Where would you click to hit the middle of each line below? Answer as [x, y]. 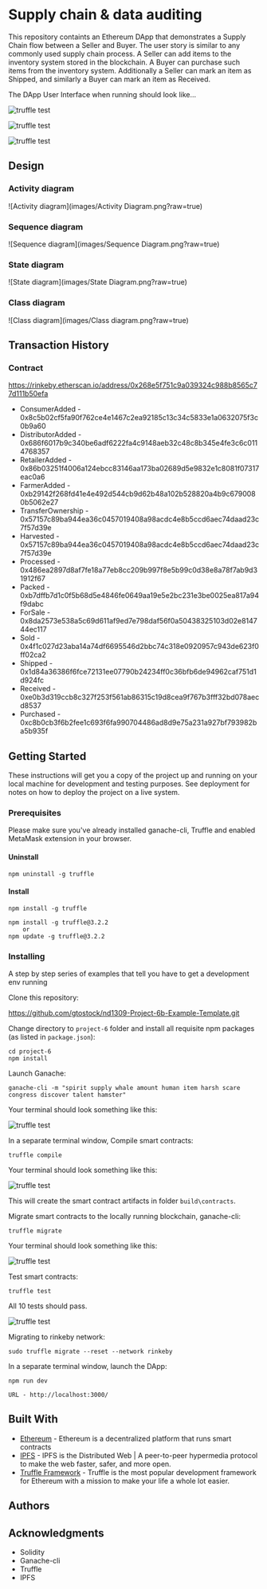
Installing [27, 956]
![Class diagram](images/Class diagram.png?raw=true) [98, 320]
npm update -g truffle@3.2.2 [57, 936]
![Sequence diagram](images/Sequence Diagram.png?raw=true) [114, 244]
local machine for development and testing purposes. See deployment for [129, 784]
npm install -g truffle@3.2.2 [59, 922]
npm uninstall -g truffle [51, 874]
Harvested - [39, 537]
